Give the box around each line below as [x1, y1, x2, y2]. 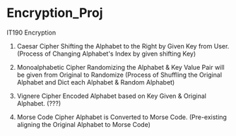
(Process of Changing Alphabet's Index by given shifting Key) [16, 49, 196, 58]
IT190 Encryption [6, 28, 57, 37]
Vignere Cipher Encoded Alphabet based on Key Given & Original [16, 92, 206, 100]
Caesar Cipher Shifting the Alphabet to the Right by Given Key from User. [16, 42, 230, 50]
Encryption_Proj [6, 5, 103, 21]
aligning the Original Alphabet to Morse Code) [16, 120, 151, 128]
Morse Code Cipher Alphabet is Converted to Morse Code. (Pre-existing [16, 113, 228, 121]
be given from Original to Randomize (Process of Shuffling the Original [16, 70, 223, 79]
